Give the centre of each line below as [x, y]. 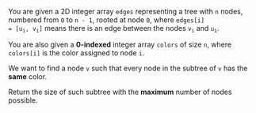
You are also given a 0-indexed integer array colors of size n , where [120, 45]
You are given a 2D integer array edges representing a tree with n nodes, [126, 11]
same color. [28, 77]
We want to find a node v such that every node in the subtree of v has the [128, 68]
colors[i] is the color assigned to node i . [76, 53]
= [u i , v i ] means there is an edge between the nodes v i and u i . [114, 29]
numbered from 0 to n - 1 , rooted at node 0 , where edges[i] [106, 20]
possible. [23, 100]
